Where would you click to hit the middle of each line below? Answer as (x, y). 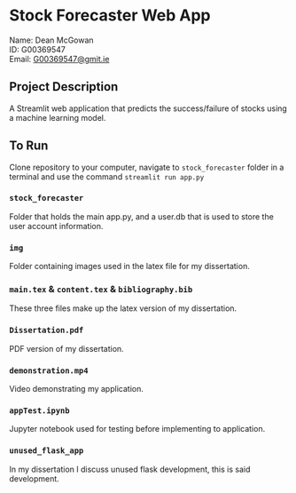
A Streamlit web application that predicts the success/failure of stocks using (148, 108)
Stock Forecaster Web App (110, 16)
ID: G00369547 (38, 49)
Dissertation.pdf (47, 330)
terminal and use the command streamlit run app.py (107, 176)
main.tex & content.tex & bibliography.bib (101, 290)
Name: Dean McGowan (52, 40)
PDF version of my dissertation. (66, 348)
